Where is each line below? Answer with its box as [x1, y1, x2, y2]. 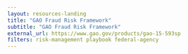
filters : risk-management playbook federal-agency [7, 36, 159, 43]
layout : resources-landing [7, 10, 87, 18]
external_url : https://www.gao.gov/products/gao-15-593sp [7, 29, 181, 37]
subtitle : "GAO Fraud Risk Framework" [7, 23, 121, 30]
